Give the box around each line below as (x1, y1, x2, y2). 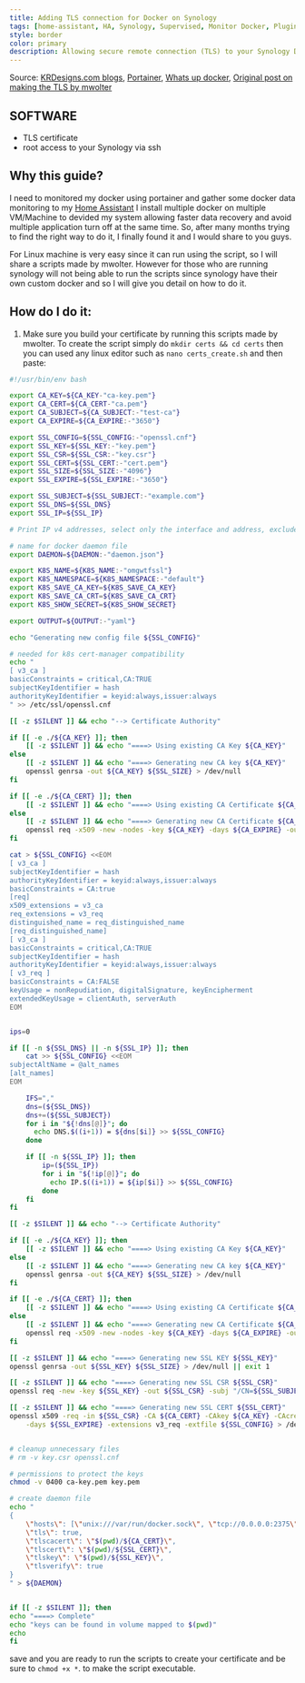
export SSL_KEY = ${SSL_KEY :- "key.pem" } (9, 441, 156, 450)
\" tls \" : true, (25, 1527, 84, 1537)
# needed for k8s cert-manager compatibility (9, 650, 184, 659)
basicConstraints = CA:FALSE (9, 977, 120, 987)
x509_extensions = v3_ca (9, 902, 103, 911)
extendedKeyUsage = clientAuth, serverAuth (9, 993, 177, 1003)
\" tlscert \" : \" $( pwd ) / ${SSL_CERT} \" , (25, 1545, 172, 1554)
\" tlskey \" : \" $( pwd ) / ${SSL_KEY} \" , (25, 1553, 165, 1563)
